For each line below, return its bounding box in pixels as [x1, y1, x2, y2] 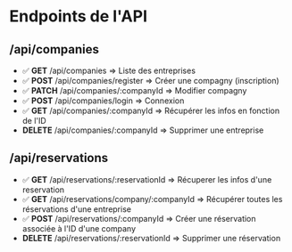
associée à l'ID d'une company [21, 223, 137, 233]
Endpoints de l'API [9, 6, 148, 27]
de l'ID [21, 116, 46, 126]
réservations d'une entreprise [21, 203, 132, 215]
